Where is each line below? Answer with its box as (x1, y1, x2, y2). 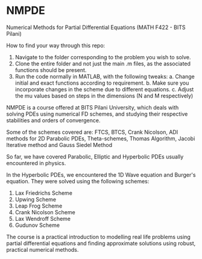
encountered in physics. (6, 159, 66, 166)
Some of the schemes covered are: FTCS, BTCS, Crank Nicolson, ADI (6, 128, 178, 136)
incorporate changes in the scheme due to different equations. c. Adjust (14, 85, 194, 93)
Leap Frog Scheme (14, 202, 63, 209)
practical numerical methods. (6, 246, 79, 253)
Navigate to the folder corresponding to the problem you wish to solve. (14, 53, 191, 61)
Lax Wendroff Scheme (14, 215, 71, 222)
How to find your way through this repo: (6, 42, 106, 49)
